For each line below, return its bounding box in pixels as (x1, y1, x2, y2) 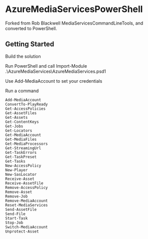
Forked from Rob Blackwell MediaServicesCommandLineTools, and (5, 20, 143, 26)
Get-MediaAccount (5, 132, 41, 137)
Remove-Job (5, 194, 28, 199)
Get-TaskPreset (5, 154, 37, 159)
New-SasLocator (5, 172, 37, 177)
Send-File (5, 211, 26, 216)
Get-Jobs (5, 124, 23, 129)
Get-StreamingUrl (5, 145, 41, 151)
